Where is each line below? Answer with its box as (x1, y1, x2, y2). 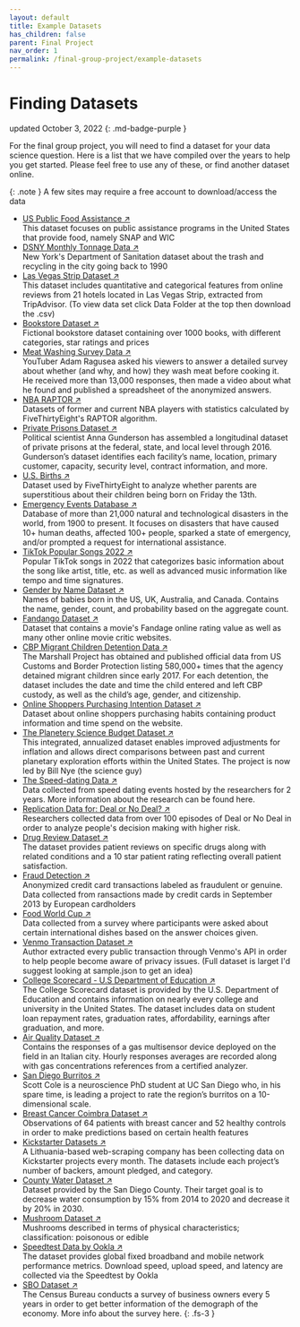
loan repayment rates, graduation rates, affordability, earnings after (21, 1012, 270, 1023)
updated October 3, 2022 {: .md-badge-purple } (9, 123, 187, 134)
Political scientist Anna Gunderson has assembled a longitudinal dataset (21, 432, 288, 443)
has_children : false (9, 30, 87, 39)
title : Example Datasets (9, 22, 102, 30)
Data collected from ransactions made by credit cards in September (21, 889, 273, 900)
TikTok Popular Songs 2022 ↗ (21, 546, 133, 556)
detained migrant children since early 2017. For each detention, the (21, 669, 269, 681)
